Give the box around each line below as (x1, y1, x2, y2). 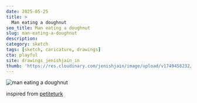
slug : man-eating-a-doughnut (6, 30, 77, 36)
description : (6, 36, 38, 42)
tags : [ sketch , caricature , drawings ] (6, 47, 101, 53)
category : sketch (6, 42, 49, 47)
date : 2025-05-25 (6, 8, 49, 15)
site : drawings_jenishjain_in (6, 57, 80, 63)
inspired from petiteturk (6, 90, 63, 97)
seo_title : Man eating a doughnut (6, 25, 91, 31)
